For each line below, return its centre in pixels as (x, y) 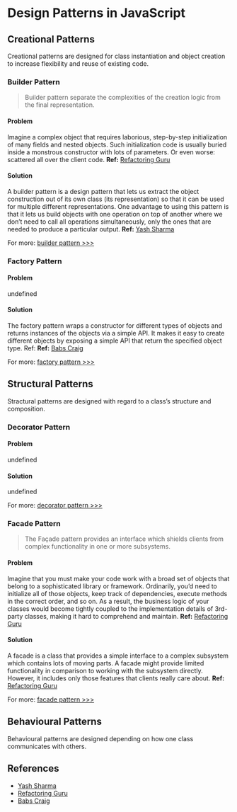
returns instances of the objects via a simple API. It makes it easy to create (116, 333)
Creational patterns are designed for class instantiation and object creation (116, 56)
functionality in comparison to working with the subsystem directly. (105, 670)
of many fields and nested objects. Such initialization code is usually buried (117, 144)
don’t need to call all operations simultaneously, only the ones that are (109, 222)
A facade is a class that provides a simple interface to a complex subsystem (118, 656)
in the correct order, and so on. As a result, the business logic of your (108, 601)
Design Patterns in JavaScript (97, 13)
